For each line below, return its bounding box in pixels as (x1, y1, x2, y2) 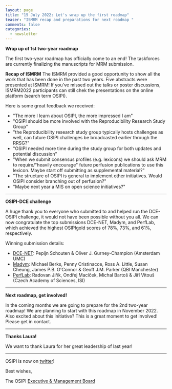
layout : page (5, 7, 33, 13)
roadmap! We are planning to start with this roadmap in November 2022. (5, 308, 158, 313)
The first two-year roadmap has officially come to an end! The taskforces (5, 55, 160, 62)
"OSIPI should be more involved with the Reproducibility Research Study (12, 118, 165, 124)
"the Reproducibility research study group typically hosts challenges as (12, 129, 164, 135)
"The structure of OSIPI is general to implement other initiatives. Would (12, 173, 162, 179)
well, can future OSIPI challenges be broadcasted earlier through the (12, 135, 158, 140)
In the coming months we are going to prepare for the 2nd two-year (5, 302, 148, 308)
